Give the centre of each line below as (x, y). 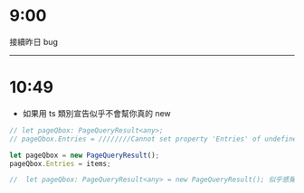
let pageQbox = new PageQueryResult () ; (85, 155)
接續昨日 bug (34, 41)
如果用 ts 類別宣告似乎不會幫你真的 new (97, 113)
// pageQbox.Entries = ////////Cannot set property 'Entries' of (135, 139)
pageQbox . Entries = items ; (60, 163)
